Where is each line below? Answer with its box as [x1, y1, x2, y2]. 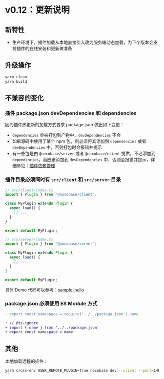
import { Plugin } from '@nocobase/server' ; [5, 241, 97, 246]
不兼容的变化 [5, 94, 44, 102]
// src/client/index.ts [5, 188, 54, 192]
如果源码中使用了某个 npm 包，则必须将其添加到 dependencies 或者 [12, 138, 146, 144]
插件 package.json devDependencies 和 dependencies [5, 110, 137, 117]
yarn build [5, 79, 27, 84]
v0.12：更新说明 [5, 4, 70, 16]
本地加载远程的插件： [5, 358, 48, 364]
